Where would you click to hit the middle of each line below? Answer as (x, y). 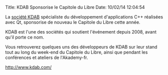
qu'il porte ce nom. (25, 37)
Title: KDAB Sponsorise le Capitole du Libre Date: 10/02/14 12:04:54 (75, 7)
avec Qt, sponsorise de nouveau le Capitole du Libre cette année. (73, 22)
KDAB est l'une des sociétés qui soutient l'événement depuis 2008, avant (81, 32)
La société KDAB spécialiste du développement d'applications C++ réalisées (84, 17)
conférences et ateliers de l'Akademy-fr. (47, 57)
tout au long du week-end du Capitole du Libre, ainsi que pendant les (76, 52)
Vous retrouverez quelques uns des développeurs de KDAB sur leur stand (81, 47)
